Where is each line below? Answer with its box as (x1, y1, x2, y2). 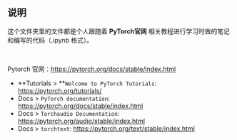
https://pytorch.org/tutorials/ (17, 86, 102, 95)
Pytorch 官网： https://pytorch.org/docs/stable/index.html (7, 65, 176, 73)
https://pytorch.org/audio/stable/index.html (17, 117, 145, 125)
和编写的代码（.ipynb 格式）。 (7, 36, 94, 44)
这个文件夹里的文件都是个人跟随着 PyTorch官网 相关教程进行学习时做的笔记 (7, 27, 231, 36)
